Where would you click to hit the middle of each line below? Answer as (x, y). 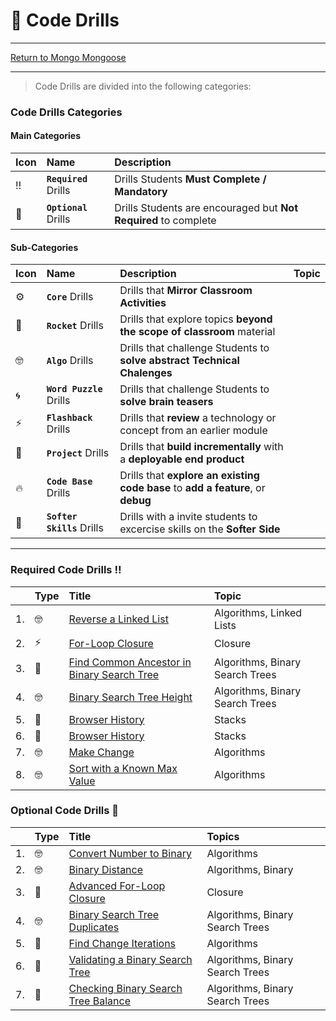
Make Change (101, 752)
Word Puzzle (74, 389)
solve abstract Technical (179, 361)
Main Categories (45, 136)
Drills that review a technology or (198, 418)
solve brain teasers (166, 402)
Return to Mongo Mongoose (68, 57)
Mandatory (141, 192)
